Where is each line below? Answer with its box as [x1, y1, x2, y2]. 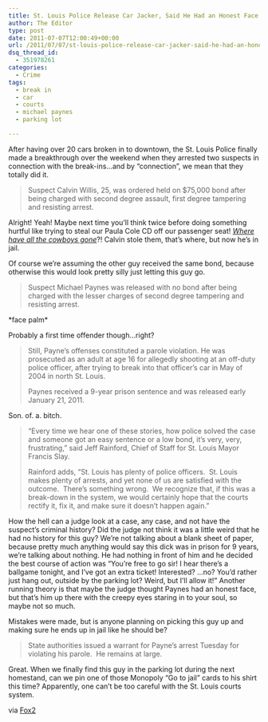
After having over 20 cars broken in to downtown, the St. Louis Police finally [8, 144, 258, 154]
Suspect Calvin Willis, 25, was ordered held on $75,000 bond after [27, 185, 246, 195]
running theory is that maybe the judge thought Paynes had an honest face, [8, 584, 257, 594]
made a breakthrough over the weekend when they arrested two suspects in [8, 152, 259, 162]
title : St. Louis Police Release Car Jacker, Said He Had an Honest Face [8, 11, 259, 20]
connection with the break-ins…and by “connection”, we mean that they [8, 161, 244, 171]
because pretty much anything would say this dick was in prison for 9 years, [8, 542, 259, 551]
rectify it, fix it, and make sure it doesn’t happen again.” [27, 500, 210, 511]
